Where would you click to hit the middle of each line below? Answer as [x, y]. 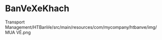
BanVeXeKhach [37, 9]
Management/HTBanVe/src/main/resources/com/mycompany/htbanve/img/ [81, 27]
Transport [15, 22]
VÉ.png [23, 32]
